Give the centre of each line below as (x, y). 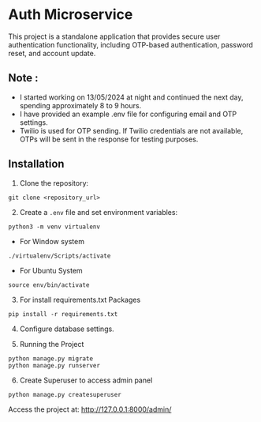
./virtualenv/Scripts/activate (60, 256)
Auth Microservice (71, 15)
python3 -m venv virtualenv (54, 227)
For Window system (52, 241)
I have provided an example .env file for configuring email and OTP (128, 114)
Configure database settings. (67, 329)
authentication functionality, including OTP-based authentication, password (131, 44)
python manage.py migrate (50, 358)
